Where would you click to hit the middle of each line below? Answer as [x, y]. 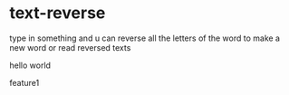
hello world [30, 65]
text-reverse [58, 13]
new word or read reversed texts [70, 47]
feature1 [24, 82]
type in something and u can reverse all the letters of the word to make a [145, 38]
